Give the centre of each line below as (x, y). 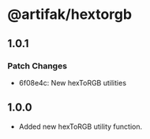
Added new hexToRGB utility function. (81, 126)
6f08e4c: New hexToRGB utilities (73, 82)
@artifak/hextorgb (69, 15)
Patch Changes (37, 66)
